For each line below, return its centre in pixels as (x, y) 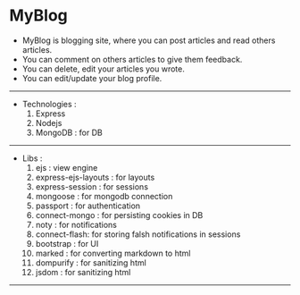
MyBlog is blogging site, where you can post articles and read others (149, 40)
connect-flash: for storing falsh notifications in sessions (138, 234)
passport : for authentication (88, 206)
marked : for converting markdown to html (113, 253)
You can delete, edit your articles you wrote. (103, 69)
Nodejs (49, 122)
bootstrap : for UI (67, 243)
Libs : (32, 158)
